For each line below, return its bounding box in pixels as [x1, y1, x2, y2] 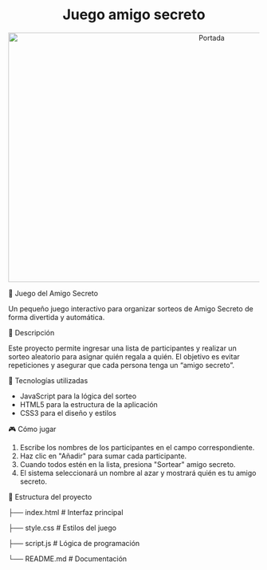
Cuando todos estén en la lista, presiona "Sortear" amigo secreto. [19, 459, 236, 469]
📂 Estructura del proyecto [8, 492, 92, 501]
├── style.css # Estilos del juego [8, 523, 117, 532]
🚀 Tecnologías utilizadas [8, 375, 88, 385]
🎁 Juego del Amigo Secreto [8, 288, 98, 298]
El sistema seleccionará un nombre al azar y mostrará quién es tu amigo [19, 468, 257, 477]
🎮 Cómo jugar [8, 424, 57, 433]
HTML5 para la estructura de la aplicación [19, 399, 158, 409]
